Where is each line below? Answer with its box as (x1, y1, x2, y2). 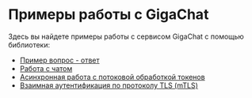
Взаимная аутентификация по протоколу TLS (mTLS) (19, 81, 198, 90)
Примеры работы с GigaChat (8, 6, 209, 24)
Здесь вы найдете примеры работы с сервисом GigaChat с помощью (8, 32, 244, 41)
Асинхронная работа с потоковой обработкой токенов (19, 72, 205, 81)
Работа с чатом (19, 63, 73, 73)
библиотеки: (8, 40, 50, 49)
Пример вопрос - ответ (19, 55, 101, 65)
